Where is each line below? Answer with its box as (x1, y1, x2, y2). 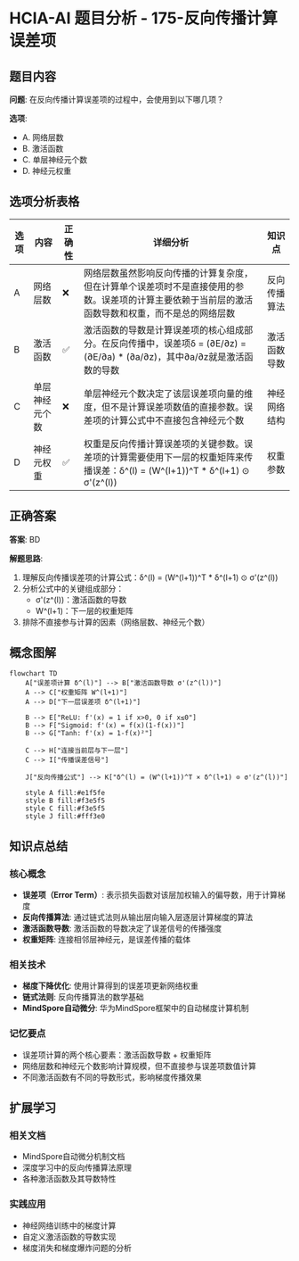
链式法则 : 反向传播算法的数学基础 (21, 991, 144, 1002)
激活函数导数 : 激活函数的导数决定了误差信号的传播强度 (21, 923, 222, 933)
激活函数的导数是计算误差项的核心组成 (83, 323, 245, 336)
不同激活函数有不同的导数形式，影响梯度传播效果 (21, 1072, 202, 1083)
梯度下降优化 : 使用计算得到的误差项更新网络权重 (21, 981, 198, 991)
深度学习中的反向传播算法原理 (21, 1162, 132, 1174)
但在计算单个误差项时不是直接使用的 (83, 280, 236, 293)
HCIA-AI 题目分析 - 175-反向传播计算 (9, 8, 278, 29)
